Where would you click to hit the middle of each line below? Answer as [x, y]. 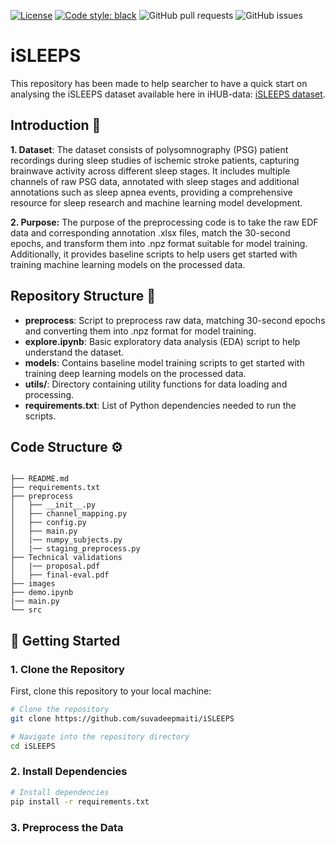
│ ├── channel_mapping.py [69, 514]
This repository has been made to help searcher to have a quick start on [159, 83]
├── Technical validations [66, 558]
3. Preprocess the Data [67, 827]
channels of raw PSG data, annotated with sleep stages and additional [155, 181]
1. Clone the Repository [67, 669]
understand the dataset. [74, 352]
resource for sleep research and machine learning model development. [156, 202]
